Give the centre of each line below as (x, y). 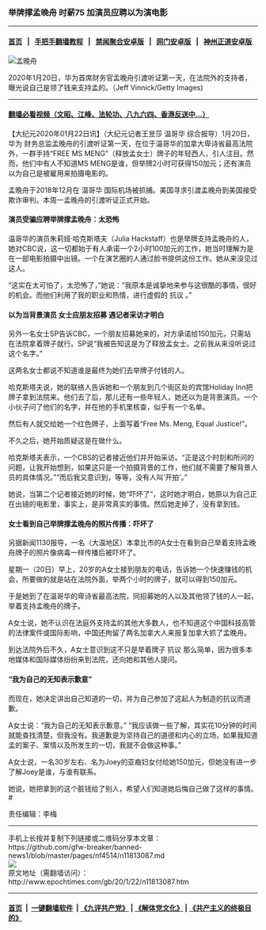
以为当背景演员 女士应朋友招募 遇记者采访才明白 (86, 314)
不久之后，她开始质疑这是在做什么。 (67, 440)
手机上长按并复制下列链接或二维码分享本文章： (84, 838)
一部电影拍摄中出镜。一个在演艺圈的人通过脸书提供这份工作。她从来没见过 (136, 258)
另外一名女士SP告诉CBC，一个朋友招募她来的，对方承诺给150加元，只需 (126, 334)
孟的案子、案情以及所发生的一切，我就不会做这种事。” (95, 745)
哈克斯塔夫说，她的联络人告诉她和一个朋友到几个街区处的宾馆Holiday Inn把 (131, 387)
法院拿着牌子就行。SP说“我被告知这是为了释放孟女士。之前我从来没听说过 (135, 344)
